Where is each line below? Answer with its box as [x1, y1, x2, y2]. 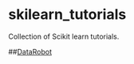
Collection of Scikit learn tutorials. [8, 32, 120, 41]
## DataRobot [8, 47, 52, 56]
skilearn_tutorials [8, 6, 127, 24]
